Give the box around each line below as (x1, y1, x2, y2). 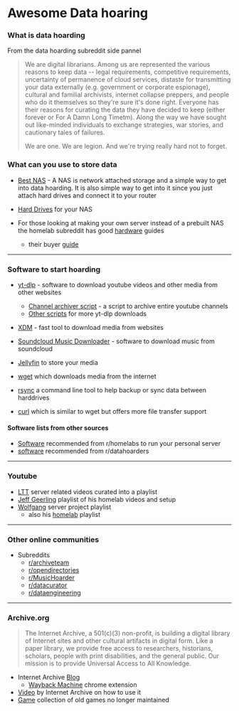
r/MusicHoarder (28, 573, 75, 582)
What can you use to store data (7, 160, 117, 170)
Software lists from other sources (7, 423, 109, 432)
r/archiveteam (28, 558, 70, 567)
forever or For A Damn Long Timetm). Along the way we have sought (24, 113, 227, 122)
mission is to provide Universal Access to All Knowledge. (24, 659, 191, 668)
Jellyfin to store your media (17, 358, 98, 367)
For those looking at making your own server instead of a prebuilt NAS (17, 218, 224, 227)
